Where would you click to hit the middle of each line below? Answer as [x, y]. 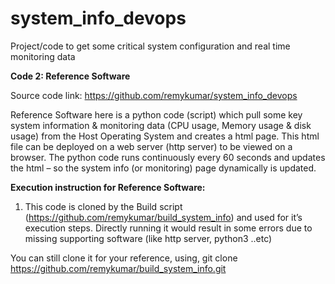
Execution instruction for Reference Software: [108, 187]
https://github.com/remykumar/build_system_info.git [118, 268]
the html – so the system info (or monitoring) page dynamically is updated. [163, 168]
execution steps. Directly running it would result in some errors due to [168, 228]
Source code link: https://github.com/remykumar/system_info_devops [154, 95]
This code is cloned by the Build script [103, 206]
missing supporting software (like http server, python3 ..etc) [148, 238]
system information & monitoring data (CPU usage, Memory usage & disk [161, 125]
